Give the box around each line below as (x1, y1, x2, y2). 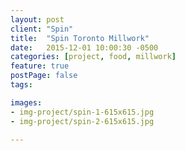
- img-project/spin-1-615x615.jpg (10, 107, 155, 117)
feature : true (10, 61, 70, 71)
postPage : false (10, 71, 78, 81)
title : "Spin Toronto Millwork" (10, 33, 150, 43)
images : (10, 97, 43, 108)
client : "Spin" (10, 24, 74, 34)
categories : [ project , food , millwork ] (10, 52, 177, 62)
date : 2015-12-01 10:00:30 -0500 (10, 42, 159, 53)
